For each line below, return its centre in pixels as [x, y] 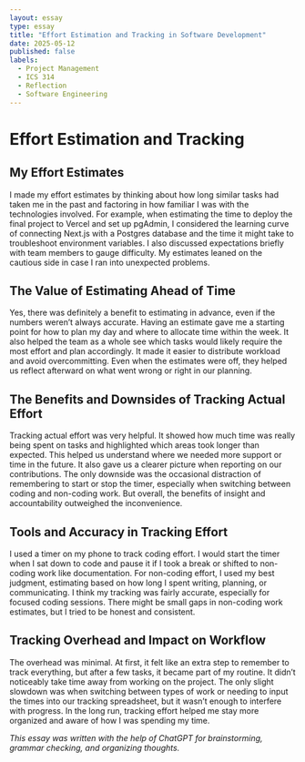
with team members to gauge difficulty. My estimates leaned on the [136, 252]
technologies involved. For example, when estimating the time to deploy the [151, 214]
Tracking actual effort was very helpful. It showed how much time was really [152, 436]
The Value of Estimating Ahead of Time [123, 291]
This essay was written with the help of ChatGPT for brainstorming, [136, 737]
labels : [24, 60]
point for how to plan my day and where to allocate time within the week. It [149, 332]
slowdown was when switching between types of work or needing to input [149, 691]
